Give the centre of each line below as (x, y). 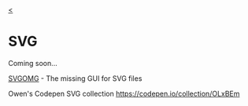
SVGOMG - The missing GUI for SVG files (75, 78)
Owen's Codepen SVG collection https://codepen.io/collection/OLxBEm (124, 93)
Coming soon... (33, 63)
